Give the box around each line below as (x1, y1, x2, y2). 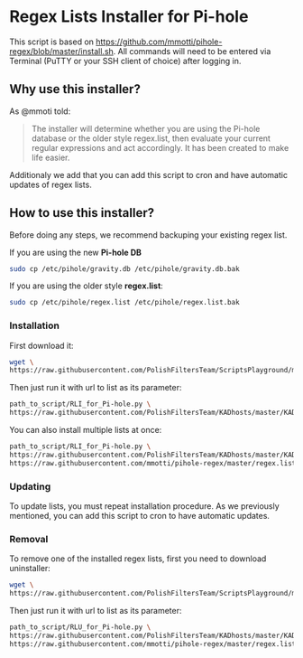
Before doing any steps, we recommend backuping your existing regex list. (9, 229, 288, 240)
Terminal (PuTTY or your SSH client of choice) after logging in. (9, 55, 242, 66)
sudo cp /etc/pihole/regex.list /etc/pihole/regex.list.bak (9, 298, 241, 307)
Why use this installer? (9, 81, 142, 97)
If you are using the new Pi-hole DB (9, 247, 142, 258)
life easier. (31, 152, 70, 163)
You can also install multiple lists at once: (9, 425, 162, 436)
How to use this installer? (9, 205, 155, 221)
